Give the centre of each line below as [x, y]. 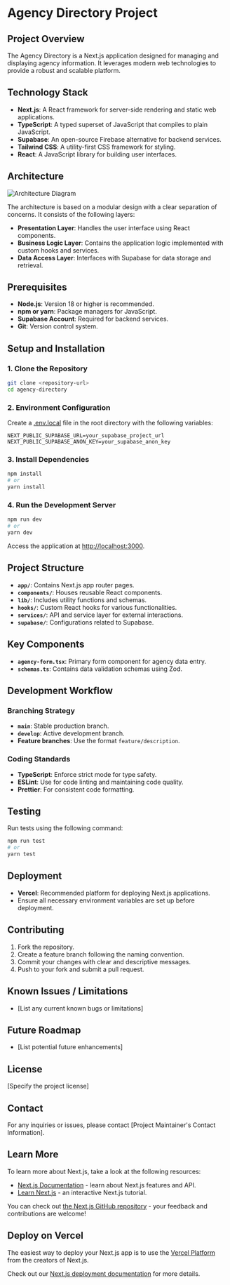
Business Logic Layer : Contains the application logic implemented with [120, 243]
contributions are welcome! [47, 1213]
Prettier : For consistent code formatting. [76, 789]
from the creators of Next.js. [48, 1260]
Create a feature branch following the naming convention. [101, 954]
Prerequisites [37, 287]
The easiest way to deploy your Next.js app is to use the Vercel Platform [111, 1252]
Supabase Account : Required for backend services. [93, 319]
